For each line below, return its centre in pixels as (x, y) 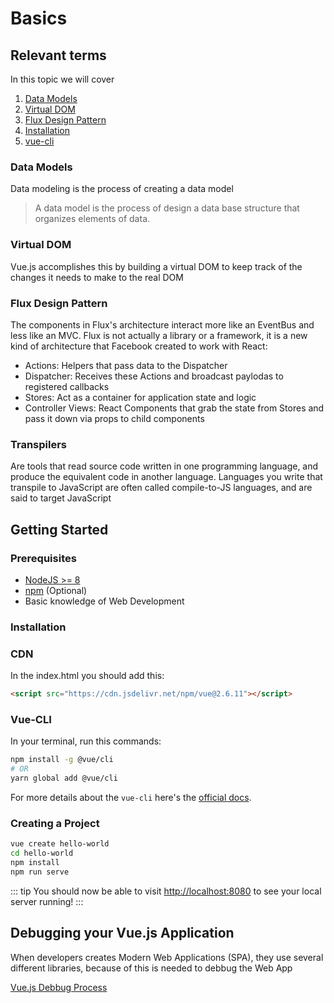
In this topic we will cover (62, 79)
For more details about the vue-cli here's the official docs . (131, 797)
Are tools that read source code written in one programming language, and (164, 466)
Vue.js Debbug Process (59, 987)
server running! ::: (47, 901)
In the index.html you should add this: (87, 676)
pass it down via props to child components (114, 418)
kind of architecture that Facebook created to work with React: (139, 346)
